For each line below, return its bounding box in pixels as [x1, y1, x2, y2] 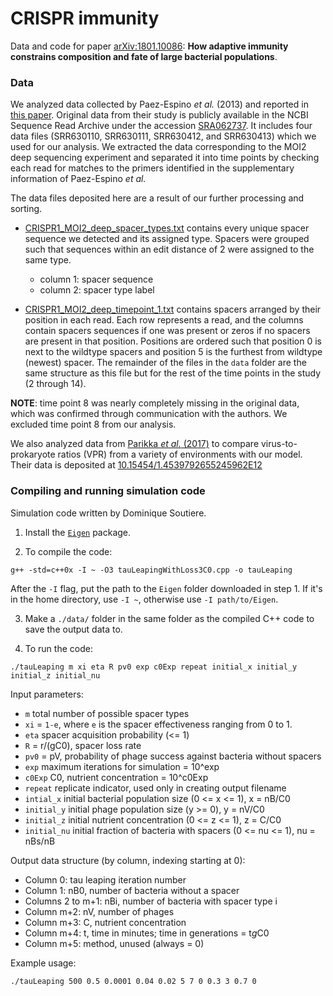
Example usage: [10, 957, 77, 969]
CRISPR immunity [10, 7, 160, 30]
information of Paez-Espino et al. [10, 173, 147, 185]
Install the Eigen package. [24, 526, 132, 538]
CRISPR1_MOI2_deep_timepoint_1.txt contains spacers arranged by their [24, 303, 322, 316]
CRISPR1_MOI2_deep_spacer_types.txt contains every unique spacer [24, 222, 310, 234]
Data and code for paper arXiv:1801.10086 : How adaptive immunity [10, 40, 289, 52]
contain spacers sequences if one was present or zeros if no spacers [24, 325, 311, 337]
